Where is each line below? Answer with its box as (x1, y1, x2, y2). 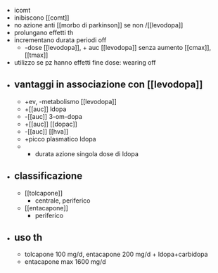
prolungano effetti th (13, 28, 74, 37)
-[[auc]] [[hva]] (24, 127, 69, 136)
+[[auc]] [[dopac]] (24, 120, 77, 128)
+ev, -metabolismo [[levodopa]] (24, 97, 117, 106)
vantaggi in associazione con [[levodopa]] (13, 79, 203, 91)
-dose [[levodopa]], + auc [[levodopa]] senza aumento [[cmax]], (24, 44, 212, 51)
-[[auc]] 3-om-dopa (24, 112, 83, 120)
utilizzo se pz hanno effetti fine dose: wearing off (13, 58, 156, 66)
